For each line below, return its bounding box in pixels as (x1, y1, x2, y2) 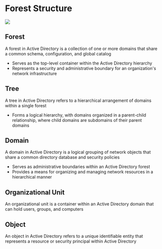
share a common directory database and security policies (5, 154, 120, 160)
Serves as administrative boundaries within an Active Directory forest (12, 164, 150, 170)
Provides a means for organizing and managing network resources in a (12, 169, 153, 175)
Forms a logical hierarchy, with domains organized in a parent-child (12, 112, 147, 118)
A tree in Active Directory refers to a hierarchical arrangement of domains (5, 98, 151, 103)
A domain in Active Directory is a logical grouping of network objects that (5, 149, 151, 155)
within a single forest (5, 102, 47, 108)
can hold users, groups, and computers (5, 206, 84, 212)
